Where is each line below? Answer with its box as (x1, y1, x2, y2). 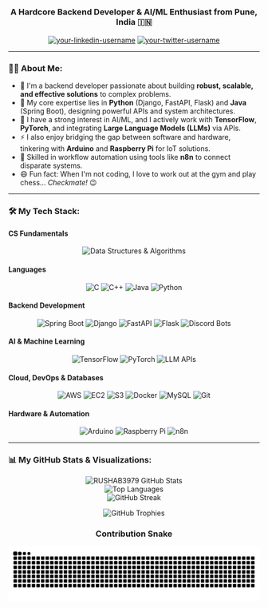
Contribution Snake (95, 528, 173, 539)
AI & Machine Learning (8, 336, 85, 346)
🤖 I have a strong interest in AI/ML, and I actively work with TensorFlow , (19, 115, 257, 125)
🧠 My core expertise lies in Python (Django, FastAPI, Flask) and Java (19, 98, 247, 108)
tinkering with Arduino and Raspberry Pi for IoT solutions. (19, 144, 211, 153)
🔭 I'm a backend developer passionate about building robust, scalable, (19, 81, 254, 90)
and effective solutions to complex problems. (19, 89, 171, 99)
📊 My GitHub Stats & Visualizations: (8, 455, 152, 466)
